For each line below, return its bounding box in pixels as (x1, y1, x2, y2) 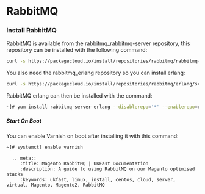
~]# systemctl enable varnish (6, 145, 84, 151)
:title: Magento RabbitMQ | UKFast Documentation (20, 160, 149, 167)
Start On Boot (6, 117, 41, 124)
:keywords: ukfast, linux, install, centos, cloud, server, (20, 176, 176, 182)
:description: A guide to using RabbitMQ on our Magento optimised (20, 166, 195, 172)
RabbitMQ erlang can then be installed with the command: (6, 92, 153, 99)
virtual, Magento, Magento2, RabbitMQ (6, 182, 105, 188)
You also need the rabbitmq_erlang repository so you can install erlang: (6, 69, 185, 77)
